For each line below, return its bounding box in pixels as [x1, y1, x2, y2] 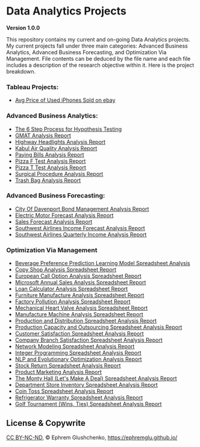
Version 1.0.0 [6, 24, 40, 31]
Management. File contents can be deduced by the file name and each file [6, 55, 191, 62]
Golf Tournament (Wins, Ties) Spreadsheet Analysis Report [14, 401, 162, 408]
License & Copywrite [6, 417, 86, 428]
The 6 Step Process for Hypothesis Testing [14, 125, 122, 133]
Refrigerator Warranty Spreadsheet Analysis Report [14, 394, 143, 401]
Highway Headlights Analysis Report [14, 138, 106, 145]
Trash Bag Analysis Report [14, 177, 81, 184]
